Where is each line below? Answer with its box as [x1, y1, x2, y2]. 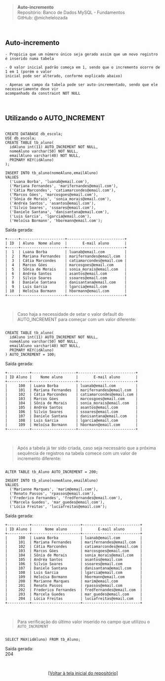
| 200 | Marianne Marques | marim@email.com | [5, 578, 142, 584]
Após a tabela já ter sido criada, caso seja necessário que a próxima [17, 445, 157, 451]
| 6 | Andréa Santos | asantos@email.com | [5, 271, 127, 276]
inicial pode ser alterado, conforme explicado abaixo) [5, 73, 123, 78]
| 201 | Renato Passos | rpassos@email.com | [5, 583, 142, 588]
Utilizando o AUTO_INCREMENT [5, 114, 105, 122]
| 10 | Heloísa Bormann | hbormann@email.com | [5, 288, 127, 293]
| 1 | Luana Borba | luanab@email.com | [5, 249, 127, 254]
